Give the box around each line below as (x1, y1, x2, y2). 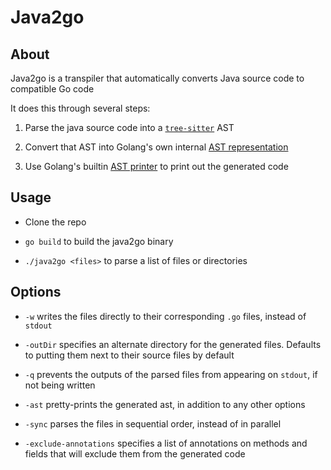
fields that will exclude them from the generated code (24, 447, 246, 460)
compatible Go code (10, 83, 95, 95)
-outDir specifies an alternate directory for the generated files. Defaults (24, 338, 322, 350)
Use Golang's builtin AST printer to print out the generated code (24, 161, 289, 172)
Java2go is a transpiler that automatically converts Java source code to (10, 72, 305, 84)
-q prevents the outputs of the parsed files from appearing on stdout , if (24, 368, 318, 380)
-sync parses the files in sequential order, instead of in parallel (24, 417, 282, 430)
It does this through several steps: (10, 102, 151, 114)
